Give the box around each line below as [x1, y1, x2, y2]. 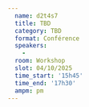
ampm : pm [14, 86, 44, 95]
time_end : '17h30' [14, 79, 77, 87]
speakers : [14, 42, 47, 50]
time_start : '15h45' [14, 72, 83, 80]
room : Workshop [14, 57, 66, 65]
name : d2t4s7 [14, 11, 59, 20]
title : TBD [14, 19, 51, 27]
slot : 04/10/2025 [14, 64, 73, 72]
